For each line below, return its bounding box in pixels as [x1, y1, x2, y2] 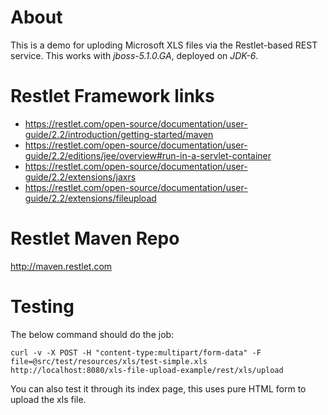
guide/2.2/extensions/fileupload [24, 192, 157, 204]
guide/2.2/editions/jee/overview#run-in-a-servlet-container [24, 149, 272, 161]
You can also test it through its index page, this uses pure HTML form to [10, 382, 307, 395]
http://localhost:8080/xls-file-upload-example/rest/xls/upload [10, 365, 284, 375]
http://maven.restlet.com [10, 260, 113, 272]
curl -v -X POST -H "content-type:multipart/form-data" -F [10, 347, 262, 358]
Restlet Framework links [10, 85, 215, 108]
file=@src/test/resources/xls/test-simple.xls [10, 356, 208, 366]
